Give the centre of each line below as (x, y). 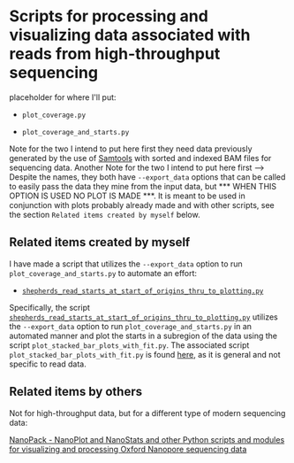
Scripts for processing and (109, 16)
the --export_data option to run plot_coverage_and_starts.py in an (131, 326)
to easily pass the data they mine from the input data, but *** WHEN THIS (143, 186)
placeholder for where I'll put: (63, 97)
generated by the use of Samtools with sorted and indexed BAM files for (140, 158)
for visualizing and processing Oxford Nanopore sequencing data (128, 449)
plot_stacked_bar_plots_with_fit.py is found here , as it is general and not (145, 354)
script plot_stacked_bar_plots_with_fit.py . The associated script (129, 345)
